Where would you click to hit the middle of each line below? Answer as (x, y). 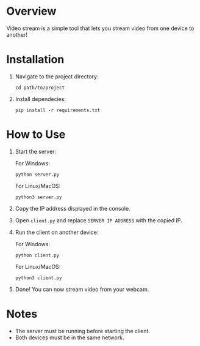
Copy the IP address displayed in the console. (73, 208)
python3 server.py (38, 197)
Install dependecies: (40, 99)
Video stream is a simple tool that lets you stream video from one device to (100, 28)
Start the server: (36, 151)
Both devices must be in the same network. (70, 337)
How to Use (36, 134)
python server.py (37, 175)
